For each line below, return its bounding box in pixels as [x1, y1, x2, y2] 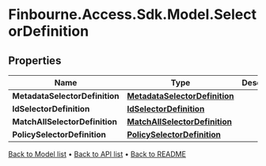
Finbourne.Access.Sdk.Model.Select [8, 6, 257, 24]
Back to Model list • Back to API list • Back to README [8, 149, 186, 159]
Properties [8, 54, 62, 67]
